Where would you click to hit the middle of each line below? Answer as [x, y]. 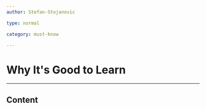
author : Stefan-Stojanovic [41, 12]
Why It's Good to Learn [66, 70]
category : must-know [33, 34]
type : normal [23, 23]
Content [22, 100]
